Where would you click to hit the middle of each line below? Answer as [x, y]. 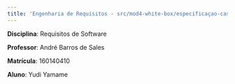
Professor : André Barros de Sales [56, 47]
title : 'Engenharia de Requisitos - [60, 14]
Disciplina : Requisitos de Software [57, 34]
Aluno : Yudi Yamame [38, 74]
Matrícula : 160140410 [38, 61]
